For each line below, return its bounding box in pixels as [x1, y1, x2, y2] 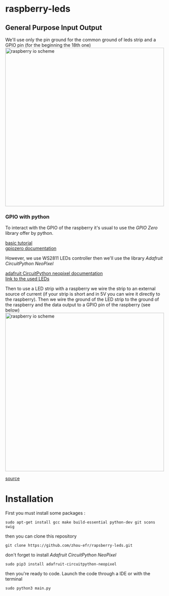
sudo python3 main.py [5, 586, 51, 591]
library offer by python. [5, 230, 53, 236]
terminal [5, 576, 23, 582]
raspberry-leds [5, 3, 71, 15]
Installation [5, 493, 54, 505]
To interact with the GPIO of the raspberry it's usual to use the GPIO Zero [5, 225, 158, 231]
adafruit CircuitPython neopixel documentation [5, 270, 103, 276]
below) [5, 307, 20, 313]
